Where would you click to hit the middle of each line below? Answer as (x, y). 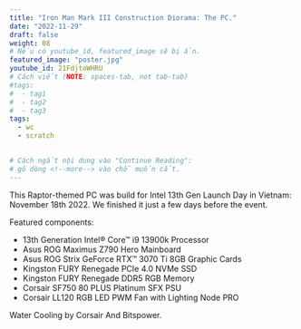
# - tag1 (28, 93)
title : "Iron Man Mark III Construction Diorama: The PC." (123, 18)
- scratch (36, 136)
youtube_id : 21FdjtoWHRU (56, 69)
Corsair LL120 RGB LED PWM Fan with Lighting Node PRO (131, 297)
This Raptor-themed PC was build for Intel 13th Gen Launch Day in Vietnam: (150, 195)
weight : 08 (30, 43)
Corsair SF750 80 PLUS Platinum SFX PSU (102, 287)
